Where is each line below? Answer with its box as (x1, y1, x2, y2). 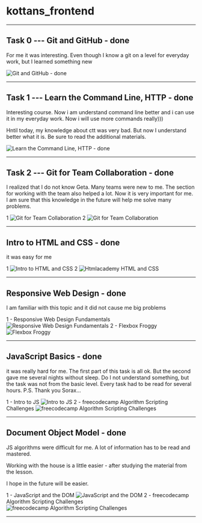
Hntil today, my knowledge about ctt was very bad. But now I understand (6, 126, 186, 133)
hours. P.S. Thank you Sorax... (6, 387, 81, 394)
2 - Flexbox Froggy (110, 322, 158, 329)
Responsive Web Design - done (6, 288, 126, 298)
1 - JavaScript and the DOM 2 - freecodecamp (6, 491, 189, 498)
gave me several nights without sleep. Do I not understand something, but (6, 374, 189, 381)
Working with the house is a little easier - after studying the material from (6, 462, 188, 469)
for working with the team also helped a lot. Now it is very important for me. (6, 190, 194, 197)
